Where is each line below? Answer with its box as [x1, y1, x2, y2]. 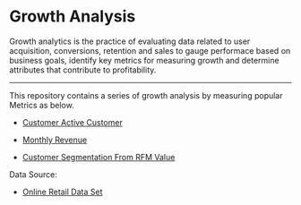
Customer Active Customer [21, 116, 123, 127]
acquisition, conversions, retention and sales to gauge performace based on [9, 45, 291, 56]
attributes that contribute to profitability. [9, 64, 157, 75]
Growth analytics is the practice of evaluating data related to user [9, 36, 251, 47]
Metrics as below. [9, 99, 74, 110]
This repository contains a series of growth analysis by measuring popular [9, 90, 284, 100]
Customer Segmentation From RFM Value [21, 151, 176, 162]
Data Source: [9, 168, 58, 180]
